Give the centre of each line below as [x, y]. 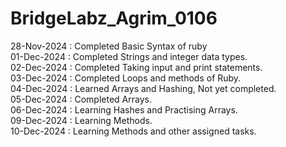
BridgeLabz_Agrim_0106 [114, 18]
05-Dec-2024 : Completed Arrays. [81, 99]
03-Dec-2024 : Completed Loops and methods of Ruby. [126, 78]
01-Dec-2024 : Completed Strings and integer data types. [129, 56]
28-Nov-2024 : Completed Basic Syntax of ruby [109, 46]
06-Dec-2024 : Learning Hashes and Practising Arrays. [124, 109]
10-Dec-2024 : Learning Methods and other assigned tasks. [133, 131]
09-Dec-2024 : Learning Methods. [81, 120]
